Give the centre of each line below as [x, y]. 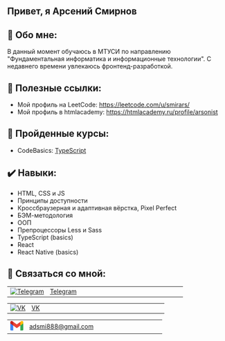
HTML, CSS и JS [41, 193]
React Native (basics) [48, 252]
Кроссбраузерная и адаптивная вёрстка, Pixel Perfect [97, 208]
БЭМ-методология [45, 215]
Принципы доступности [52, 201]
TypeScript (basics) [45, 237]
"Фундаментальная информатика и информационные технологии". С [109, 59]
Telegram [63, 292]
